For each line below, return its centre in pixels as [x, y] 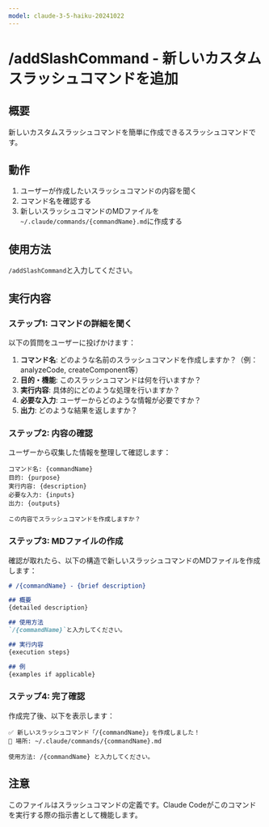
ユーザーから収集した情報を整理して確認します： [90, 452]
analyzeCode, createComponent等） [81, 370]
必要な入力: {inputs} [42, 495]
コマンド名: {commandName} [50, 469]
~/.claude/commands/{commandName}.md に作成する [101, 221]
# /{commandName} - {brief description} [78, 586]
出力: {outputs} [34, 504]
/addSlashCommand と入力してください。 [73, 270]
